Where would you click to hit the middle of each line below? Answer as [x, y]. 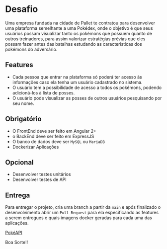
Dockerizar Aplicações [36, 147]
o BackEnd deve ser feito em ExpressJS [53, 136]
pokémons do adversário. [31, 49]
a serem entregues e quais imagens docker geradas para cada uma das [79, 218]
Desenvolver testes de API [40, 179]
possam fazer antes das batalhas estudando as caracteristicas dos [74, 44]
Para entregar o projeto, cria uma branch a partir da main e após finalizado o [83, 207]
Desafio [22, 9]
